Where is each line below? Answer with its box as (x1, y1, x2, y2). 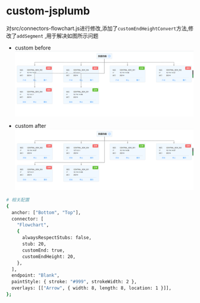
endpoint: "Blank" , (11, 273, 60, 278)
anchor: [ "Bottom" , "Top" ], (11, 209, 82, 216)
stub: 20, (21, 241, 46, 247)
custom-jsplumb (6, 4, 90, 18)
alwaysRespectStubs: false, (21, 235, 92, 241)
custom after (14, 122, 46, 129)
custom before (14, 44, 51, 51)
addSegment (17, 33, 43, 39)
